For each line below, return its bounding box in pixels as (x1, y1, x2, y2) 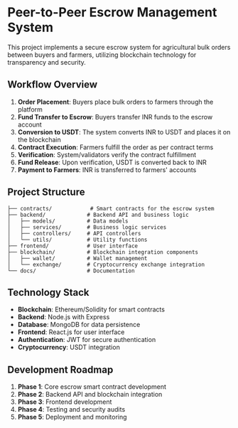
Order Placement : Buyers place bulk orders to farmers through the (17, 97, 214, 106)
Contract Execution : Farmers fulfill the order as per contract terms (17, 143, 214, 151)
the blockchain (17, 135, 62, 144)
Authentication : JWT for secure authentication (17, 336, 156, 344)
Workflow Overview (7, 79, 98, 91)
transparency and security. (7, 58, 87, 66)
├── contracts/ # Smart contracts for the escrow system (7, 205, 215, 212)
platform (17, 105, 43, 114)
